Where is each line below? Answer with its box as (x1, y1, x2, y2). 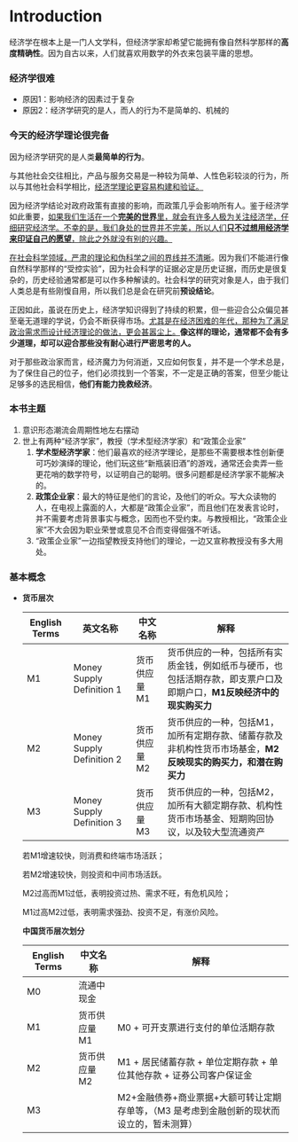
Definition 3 (73, 817, 122, 829)
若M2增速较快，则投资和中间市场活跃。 (21, 869, 167, 880)
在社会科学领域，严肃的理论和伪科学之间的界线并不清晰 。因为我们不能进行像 (9, 252, 289, 262)
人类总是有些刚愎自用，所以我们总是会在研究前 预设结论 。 (9, 285, 219, 296)
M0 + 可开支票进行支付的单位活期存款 (116, 1021, 275, 1034)
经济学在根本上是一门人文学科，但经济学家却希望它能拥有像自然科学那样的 (9, 36, 281, 47)
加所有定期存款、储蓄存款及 (167, 730, 284, 742)
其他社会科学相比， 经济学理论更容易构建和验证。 (24, 181, 204, 192)
